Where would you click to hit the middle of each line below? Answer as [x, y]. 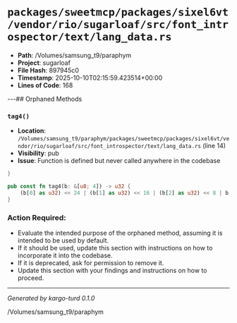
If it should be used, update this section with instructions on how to [115, 248]
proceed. [31, 278]
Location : [32, 131]
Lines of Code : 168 [45, 85]
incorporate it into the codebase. [65, 255]
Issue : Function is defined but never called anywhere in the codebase [119, 161]
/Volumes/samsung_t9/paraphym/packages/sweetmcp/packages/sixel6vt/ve [123, 139]
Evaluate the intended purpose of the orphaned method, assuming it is [120, 233]
